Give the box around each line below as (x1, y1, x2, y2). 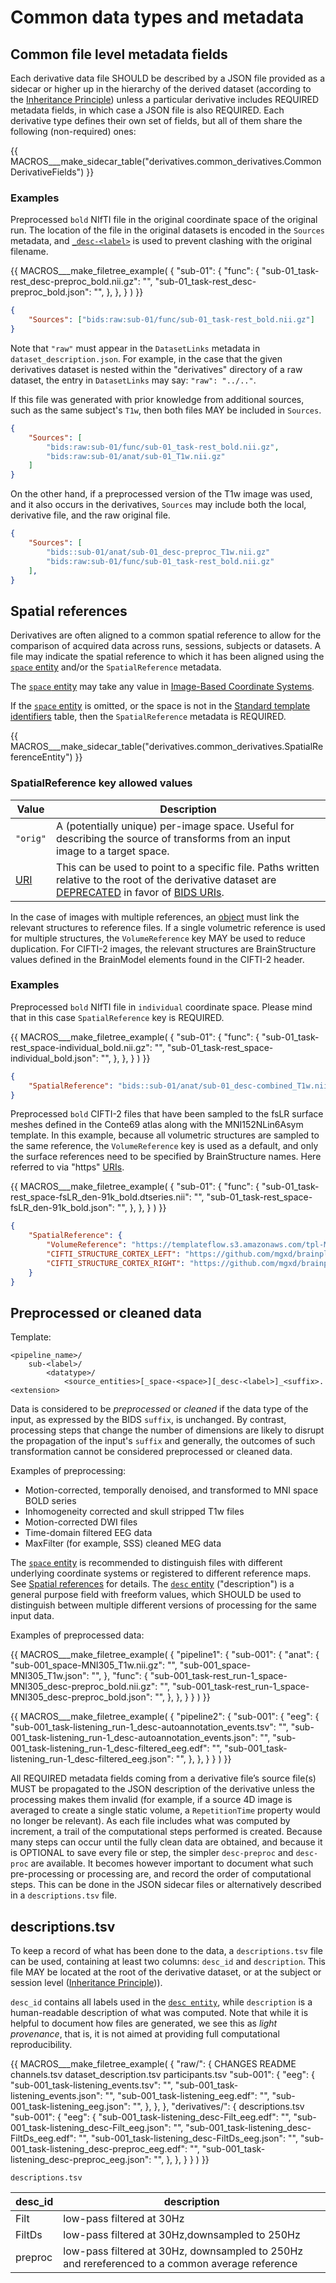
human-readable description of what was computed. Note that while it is (10, 2007, 309, 2019)
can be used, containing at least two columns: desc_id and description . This (10, 1956, 326, 1968)
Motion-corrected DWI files (24, 1516, 138, 1528)
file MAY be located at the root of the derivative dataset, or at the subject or (10, 1966, 322, 1978)
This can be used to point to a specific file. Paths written (56, 860, 320, 874)
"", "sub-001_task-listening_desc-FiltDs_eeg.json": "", (78, 2132, 299, 2145)
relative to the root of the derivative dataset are (56, 872, 277, 886)
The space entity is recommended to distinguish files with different (10, 1557, 283, 1569)
